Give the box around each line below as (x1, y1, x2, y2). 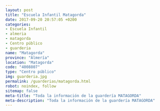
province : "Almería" (5, 55, 50, 60)
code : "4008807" (5, 64, 40, 70)
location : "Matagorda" (5, 60, 54, 65)
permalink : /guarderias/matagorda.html (5, 79, 91, 84)
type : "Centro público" (5, 70, 57, 75)
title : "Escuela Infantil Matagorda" (5, 12, 86, 17)
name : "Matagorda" (5, 50, 45, 55)
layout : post (5, 7, 33, 13)
